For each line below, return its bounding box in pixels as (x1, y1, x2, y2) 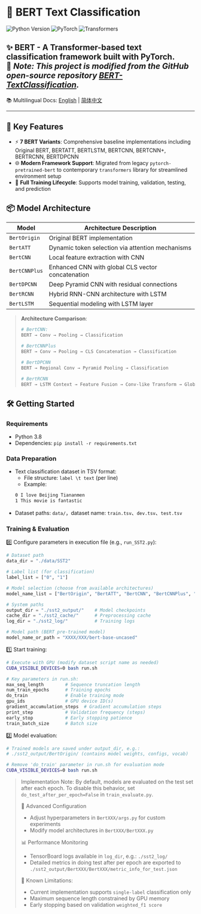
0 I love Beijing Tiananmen (14, 492, 85, 498)
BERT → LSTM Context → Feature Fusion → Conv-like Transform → (20, 381, 182, 388)
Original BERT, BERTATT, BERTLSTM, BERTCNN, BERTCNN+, (14, 147, 166, 154)
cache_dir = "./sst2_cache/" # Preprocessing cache (6, 613, 151, 619)
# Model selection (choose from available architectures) (6, 585, 154, 591)
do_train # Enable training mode (6, 693, 124, 699)
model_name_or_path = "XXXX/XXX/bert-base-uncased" (6, 635, 138, 641)
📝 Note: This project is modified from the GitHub (6, 61, 189, 71)
